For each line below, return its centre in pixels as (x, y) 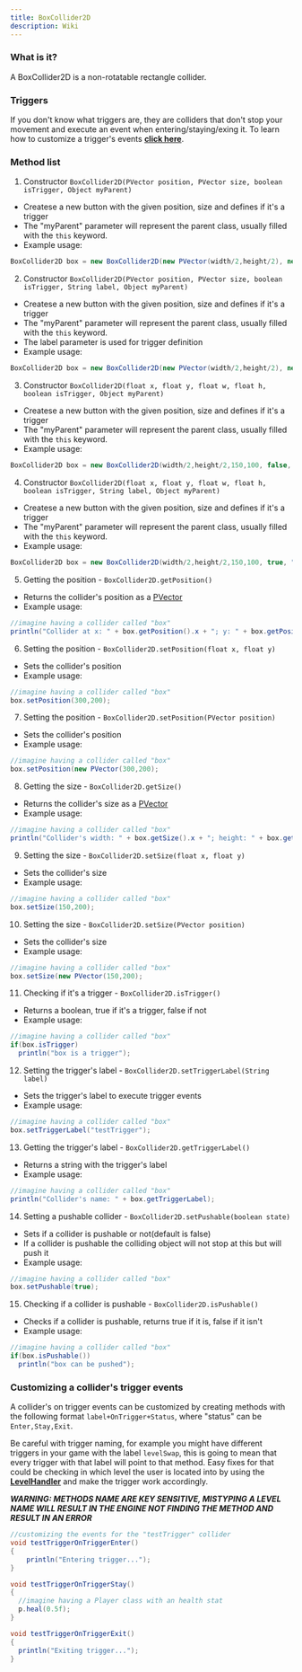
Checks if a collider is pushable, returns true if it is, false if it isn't (142, 1322)
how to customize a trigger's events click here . (97, 139)
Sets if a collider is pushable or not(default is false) (117, 1234)
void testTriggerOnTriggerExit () (73, 1633)
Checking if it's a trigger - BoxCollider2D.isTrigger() (122, 993)
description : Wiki (44, 26)
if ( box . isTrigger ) (44, 1045)
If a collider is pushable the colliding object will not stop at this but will (152, 1243)
